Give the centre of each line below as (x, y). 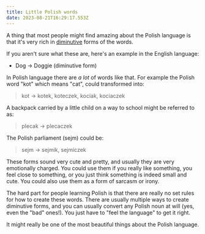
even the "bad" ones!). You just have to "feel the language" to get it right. (99, 213)
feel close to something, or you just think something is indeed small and (97, 175)
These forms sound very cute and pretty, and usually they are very (90, 161)
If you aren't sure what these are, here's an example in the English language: (103, 53)
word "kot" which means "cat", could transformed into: (76, 84)
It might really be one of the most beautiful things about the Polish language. (103, 224)
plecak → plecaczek (47, 126)
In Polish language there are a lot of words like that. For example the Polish (100, 77)
